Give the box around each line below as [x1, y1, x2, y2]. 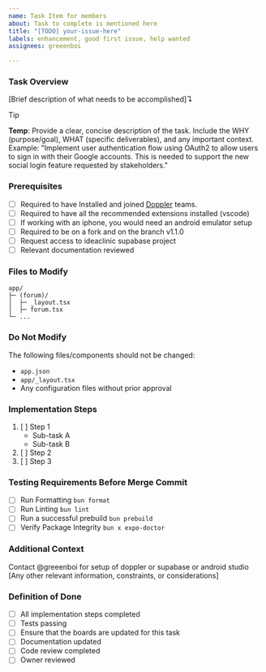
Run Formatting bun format [19, 495, 110, 505]
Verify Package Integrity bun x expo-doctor [19, 522, 165, 532]
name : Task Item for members [8, 11, 107, 20]
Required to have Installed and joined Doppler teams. [19, 199, 197, 209]
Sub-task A [32, 430, 71, 440]
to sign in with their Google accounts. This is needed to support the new [8, 152, 250, 162]
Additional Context [8, 544, 84, 555]
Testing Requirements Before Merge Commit [8, 476, 188, 488]
